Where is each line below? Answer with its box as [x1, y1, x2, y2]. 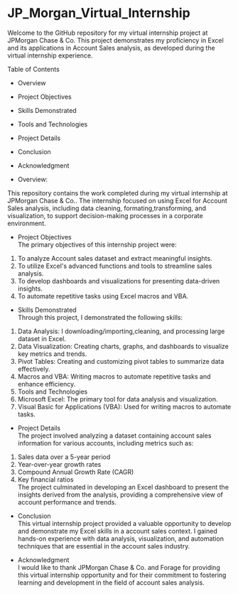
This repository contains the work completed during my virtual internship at [7, 188, 228, 197]
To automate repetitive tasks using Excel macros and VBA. [17, 291, 189, 300]
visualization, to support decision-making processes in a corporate [7, 211, 204, 220]
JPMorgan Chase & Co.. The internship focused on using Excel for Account [7, 196, 227, 205]
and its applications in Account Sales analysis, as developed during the [7, 43, 215, 52]
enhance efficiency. [17, 379, 76, 388]
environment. [7, 219, 46, 227]
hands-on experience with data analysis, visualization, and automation [17, 534, 224, 543]
